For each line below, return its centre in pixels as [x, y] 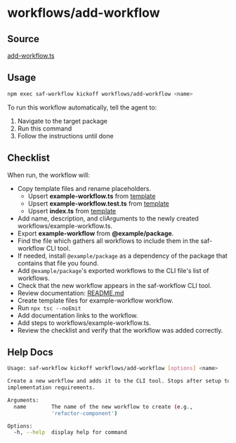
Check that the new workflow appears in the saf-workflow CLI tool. [114, 285]
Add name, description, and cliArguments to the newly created [108, 218]
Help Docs [31, 352]
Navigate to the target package [62, 121]
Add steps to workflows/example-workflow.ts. [84, 323]
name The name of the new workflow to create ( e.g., [103, 406]
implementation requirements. [52, 388]
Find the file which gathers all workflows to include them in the [108, 241]
